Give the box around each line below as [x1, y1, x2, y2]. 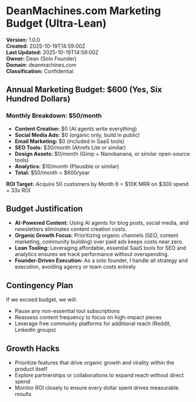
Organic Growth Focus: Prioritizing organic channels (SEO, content [14, 232, 179, 239]
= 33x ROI [6, 187, 31, 194]
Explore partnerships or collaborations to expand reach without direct [14, 372, 184, 379]
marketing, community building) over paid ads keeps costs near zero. [14, 238, 184, 246]
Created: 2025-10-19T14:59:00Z [6, 43, 86, 50]
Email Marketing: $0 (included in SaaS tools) [14, 138, 125, 145]
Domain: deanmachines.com [6, 61, 77, 68]
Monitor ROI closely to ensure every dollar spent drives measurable [14, 384, 179, 391]
